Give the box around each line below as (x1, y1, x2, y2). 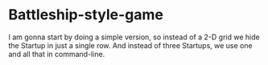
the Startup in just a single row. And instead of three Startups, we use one (8, 40, 253, 50)
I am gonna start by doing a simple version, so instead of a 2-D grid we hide (8, 32, 260, 42)
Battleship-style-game (8, 6, 163, 24)
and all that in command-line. (8, 49, 105, 59)
